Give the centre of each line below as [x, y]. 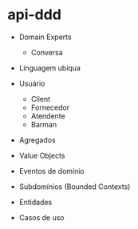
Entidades [35, 202]
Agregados [37, 140]
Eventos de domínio [51, 171]
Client [41, 98]
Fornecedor [50, 107]
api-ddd [34, 15]
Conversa [47, 52]
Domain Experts [45, 37]
